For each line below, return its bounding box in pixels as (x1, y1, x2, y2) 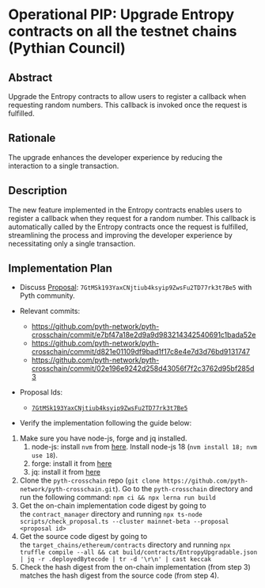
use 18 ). (31, 450, 58, 460)
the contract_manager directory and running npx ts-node (19, 510, 203, 519)
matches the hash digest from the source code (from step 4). (19, 571, 220, 580)
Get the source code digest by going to (19, 532, 148, 541)
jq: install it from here (31, 468, 101, 477)
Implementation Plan (8, 262, 113, 275)
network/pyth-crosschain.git (19, 486, 116, 494)
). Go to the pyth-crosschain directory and (115, 484, 253, 494)
